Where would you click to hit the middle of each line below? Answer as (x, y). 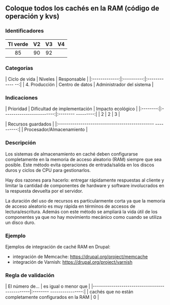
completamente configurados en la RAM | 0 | (52, 297)
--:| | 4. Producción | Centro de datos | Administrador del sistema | (84, 84)
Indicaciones (22, 97)
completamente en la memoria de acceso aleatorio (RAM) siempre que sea (83, 159)
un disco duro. (20, 222)
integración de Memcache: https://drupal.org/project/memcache (80, 257)
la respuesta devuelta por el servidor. (44, 191)
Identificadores (25, 31)
